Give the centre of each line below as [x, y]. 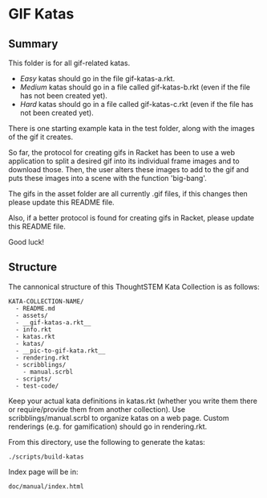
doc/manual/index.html [46, 486]
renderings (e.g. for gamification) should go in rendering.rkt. [108, 426]
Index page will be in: [43, 471]
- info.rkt [34, 329]
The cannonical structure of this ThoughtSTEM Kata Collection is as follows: [134, 286]
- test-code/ [37, 386]
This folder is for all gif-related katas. [69, 63]
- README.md [36, 308]
